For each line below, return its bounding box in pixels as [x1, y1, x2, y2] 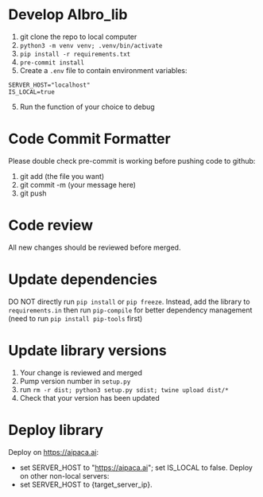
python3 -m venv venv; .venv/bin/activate [19, 41, 163, 49]
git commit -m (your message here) [19, 180, 137, 189]
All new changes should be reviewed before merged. [8, 243, 181, 252]
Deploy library [8, 421, 104, 439]
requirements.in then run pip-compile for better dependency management [8, 305, 253, 315]
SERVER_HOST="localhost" [8, 81, 91, 89]
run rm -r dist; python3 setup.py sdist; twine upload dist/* [19, 384, 229, 394]
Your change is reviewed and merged [19, 367, 143, 377]
